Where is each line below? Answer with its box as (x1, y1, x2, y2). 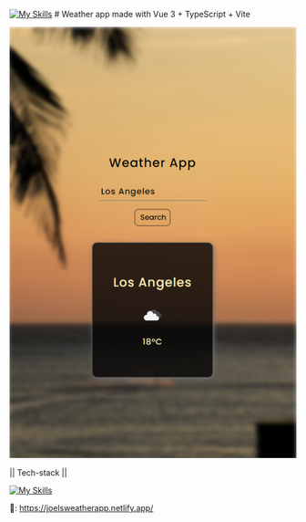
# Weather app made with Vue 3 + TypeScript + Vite (54, 9, 250, 19)
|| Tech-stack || (9, 467, 67, 478)
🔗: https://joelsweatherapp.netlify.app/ (9, 503, 154, 513)
